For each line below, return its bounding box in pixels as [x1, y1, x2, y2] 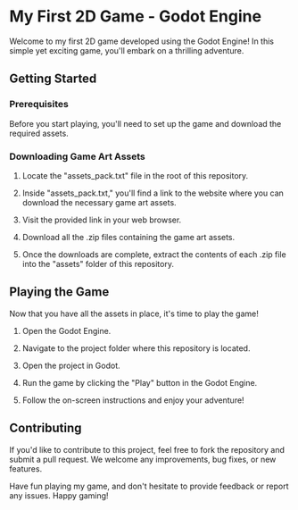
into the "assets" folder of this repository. [21, 258, 174, 269]
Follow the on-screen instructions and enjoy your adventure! [21, 395, 244, 405]
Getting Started [9, 71, 97, 87]
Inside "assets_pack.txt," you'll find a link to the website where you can [21, 188, 284, 198]
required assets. [9, 128, 69, 138]
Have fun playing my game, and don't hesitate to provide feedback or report [9, 481, 289, 491]
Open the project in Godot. [21, 360, 120, 371]
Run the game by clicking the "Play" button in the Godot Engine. [21, 377, 258, 388]
